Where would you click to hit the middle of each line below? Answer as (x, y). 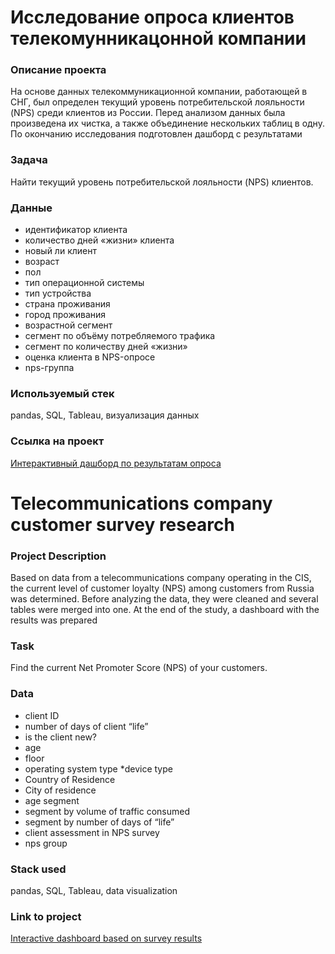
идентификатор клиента (76, 230)
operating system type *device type (98, 768)
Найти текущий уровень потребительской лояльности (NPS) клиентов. (162, 182)
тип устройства (58, 293)
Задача (29, 160)
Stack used (38, 869)
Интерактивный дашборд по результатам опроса (116, 463)
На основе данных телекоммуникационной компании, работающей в (159, 92)
